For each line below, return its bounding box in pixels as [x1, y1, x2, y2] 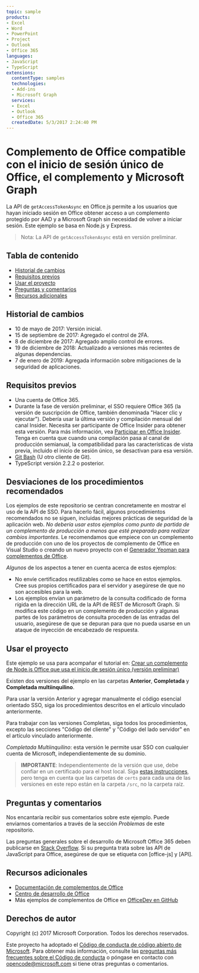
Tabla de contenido [6, 251, 79, 261]
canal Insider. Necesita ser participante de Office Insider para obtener [14, 422, 186, 429]
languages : [6, 53, 33, 59]
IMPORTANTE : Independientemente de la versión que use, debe [20, 761, 179, 769]
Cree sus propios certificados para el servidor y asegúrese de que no [14, 582, 185, 589]
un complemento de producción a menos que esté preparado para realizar [6, 527, 190, 534]
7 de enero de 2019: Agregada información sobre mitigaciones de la [14, 357, 181, 364]
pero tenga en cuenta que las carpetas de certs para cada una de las [20, 774, 191, 782]
